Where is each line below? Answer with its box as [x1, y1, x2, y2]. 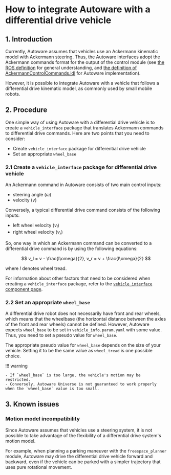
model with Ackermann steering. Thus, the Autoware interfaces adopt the [5, 54, 160, 60]
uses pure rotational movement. [5, 464, 73, 470]
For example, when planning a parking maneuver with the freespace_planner [5, 447, 167, 454]
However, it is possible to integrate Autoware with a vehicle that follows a [5, 80, 160, 86]
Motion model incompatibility [5, 415, 80, 422]
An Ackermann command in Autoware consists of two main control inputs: [5, 182, 162, 188]
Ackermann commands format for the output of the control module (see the [5, 59, 165, 65]
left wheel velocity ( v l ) [12, 222, 60, 230]
